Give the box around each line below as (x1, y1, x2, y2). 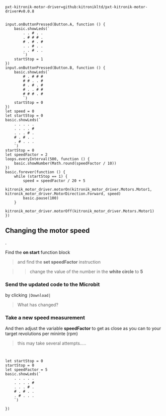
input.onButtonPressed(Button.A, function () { (5, 22, 106, 27)
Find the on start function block (5, 249, 71, 255)
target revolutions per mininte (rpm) (5, 331, 78, 337)
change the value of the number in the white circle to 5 (29, 269, 143, 275)
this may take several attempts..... (17, 341, 86, 347)
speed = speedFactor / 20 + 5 (23, 178, 85, 183)
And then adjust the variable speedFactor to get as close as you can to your (5, 326, 162, 332)
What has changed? (17, 302, 59, 308)
